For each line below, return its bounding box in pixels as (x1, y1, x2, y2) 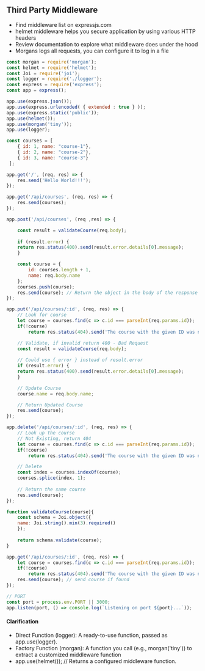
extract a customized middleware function (15, 651, 121, 658)
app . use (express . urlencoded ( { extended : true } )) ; (6, 104, 146, 110)
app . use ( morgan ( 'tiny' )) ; (6, 121, 72, 127)
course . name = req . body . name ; (17, 391, 95, 397)
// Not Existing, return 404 (17, 435, 92, 442)
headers (15, 34, 37, 42)
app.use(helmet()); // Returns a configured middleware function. (15, 657, 177, 665)
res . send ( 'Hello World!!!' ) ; (17, 177, 92, 183)
